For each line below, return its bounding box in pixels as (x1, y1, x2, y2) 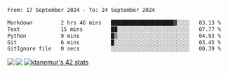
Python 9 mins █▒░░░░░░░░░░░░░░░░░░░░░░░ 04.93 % (7, 32, 221, 39)
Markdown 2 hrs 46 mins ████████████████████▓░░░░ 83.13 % (7, 19, 221, 26)
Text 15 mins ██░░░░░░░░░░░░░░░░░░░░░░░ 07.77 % (7, 25, 221, 33)
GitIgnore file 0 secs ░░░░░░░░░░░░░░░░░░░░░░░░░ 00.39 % (7, 46, 221, 53)
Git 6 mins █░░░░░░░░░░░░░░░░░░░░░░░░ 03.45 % (7, 39, 221, 46)
